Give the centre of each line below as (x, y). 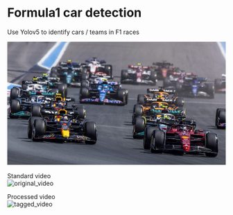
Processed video (31, 196)
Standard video (29, 175)
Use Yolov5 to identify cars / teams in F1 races (74, 32)
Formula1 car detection (75, 13)
